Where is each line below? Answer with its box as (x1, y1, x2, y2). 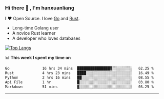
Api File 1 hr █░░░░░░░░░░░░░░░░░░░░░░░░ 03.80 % (5, 79, 154, 85)
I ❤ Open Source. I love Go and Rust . (5, 16, 80, 22)
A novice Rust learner (12, 30, 56, 36)
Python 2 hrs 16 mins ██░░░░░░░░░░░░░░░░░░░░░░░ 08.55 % (5, 75, 154, 80)
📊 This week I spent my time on (5, 55, 71, 61)
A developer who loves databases (12, 35, 81, 41)
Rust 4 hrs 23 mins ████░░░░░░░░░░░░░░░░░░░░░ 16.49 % (5, 71, 154, 75)
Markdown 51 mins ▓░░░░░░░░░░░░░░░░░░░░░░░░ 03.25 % (5, 84, 154, 89)
